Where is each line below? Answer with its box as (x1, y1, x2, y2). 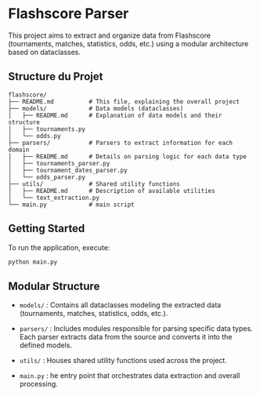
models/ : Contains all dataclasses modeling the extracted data (19, 300, 222, 310)
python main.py (8, 258, 58, 266)
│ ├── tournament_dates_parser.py (8, 166, 128, 174)
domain (8, 146, 30, 154)
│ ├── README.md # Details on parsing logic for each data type (8, 152, 247, 161)
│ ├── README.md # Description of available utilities (8, 187, 215, 194)
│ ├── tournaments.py (8, 125, 86, 133)
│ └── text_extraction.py (8, 194, 100, 202)
